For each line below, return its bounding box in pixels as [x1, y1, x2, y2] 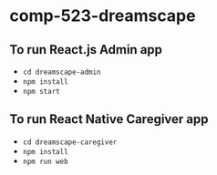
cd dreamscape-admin [22, 67, 101, 77]
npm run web [22, 157, 68, 166]
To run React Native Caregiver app [9, 111, 209, 128]
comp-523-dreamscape [9, 5, 196, 26]
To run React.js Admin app [9, 42, 162, 57]
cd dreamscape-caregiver [22, 138, 118, 147]
